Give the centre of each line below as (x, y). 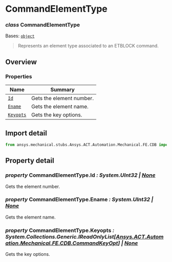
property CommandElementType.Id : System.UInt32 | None (80, 175)
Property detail (30, 161)
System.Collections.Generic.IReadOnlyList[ (61, 236)
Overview (21, 62)
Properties (19, 76)
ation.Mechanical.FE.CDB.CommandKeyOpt (62, 243)
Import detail (26, 133)
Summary (63, 90)
